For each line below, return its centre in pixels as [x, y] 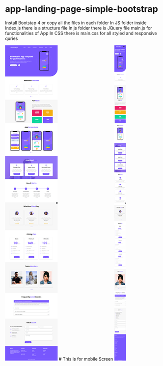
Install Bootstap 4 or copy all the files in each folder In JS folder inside [76, 23]
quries [12, 38]
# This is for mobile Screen [86, 359]
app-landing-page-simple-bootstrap [81, 9]
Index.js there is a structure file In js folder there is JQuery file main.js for [79, 28]
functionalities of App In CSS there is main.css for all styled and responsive [81, 33]
